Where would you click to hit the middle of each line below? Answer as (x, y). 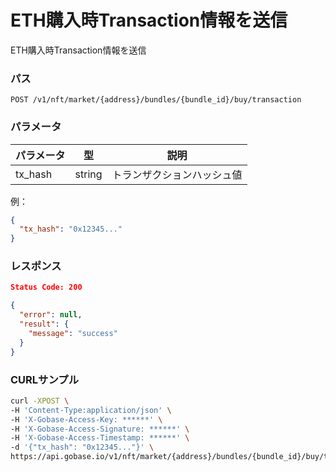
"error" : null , (51, 315)
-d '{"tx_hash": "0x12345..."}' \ (82, 447)
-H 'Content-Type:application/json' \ (91, 410)
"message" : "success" (73, 333)
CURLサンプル (45, 379)
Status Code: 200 (46, 287)
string (88, 174)
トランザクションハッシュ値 (177, 174)
